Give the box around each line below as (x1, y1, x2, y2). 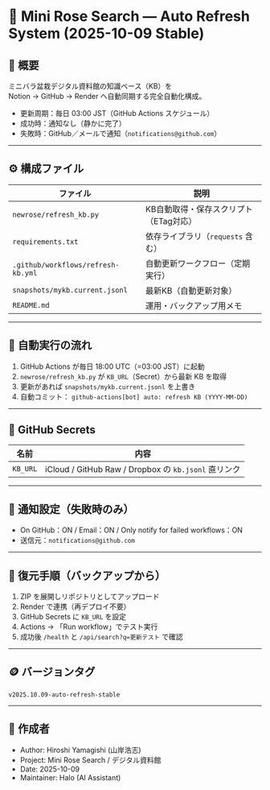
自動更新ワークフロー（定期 (145, 258, 251, 269)
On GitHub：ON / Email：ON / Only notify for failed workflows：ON (19, 525, 243, 535)
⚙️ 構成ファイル (8, 162, 84, 176)
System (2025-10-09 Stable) (8, 24, 205, 43)
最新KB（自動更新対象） (145, 285, 237, 296)
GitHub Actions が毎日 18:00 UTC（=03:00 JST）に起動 (19, 362, 205, 371)
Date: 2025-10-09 (19, 764, 80, 774)
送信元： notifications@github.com (19, 536, 135, 545)
